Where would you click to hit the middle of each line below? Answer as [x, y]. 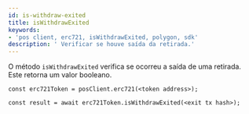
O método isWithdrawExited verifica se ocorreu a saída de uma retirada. [125, 66]
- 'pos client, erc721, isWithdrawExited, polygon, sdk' [103, 37]
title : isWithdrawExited [49, 23]
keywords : [24, 30]
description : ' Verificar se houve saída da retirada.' [101, 45]
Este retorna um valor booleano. [60, 75]
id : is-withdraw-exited [47, 15]
